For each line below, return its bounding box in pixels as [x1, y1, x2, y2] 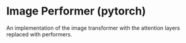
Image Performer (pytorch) [6, 4, 146, 18]
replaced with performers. [6, 30, 72, 38]
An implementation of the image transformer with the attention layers [6, 24, 180, 31]
